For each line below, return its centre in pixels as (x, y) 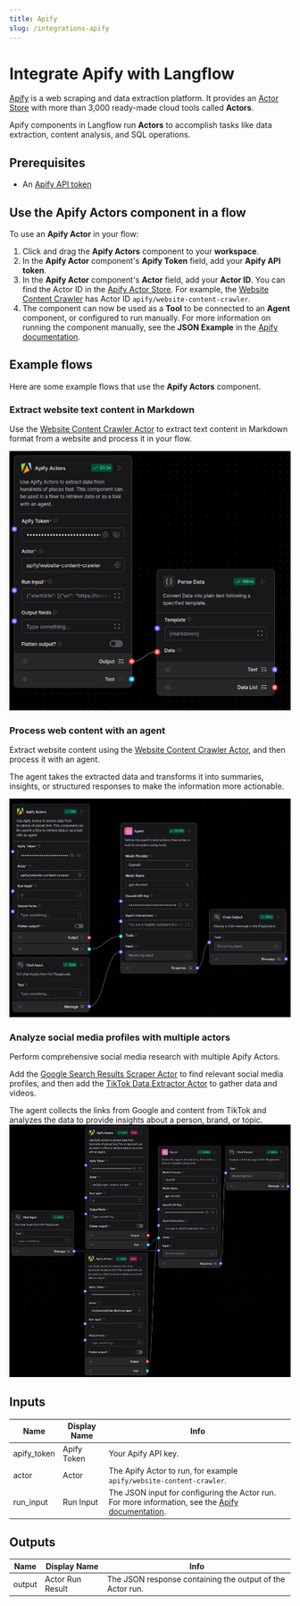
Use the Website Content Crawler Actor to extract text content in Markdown (149, 429)
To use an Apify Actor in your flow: (74, 234)
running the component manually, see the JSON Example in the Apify (150, 327)
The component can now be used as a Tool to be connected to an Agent (156, 309)
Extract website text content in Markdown (102, 410)
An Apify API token (57, 184)
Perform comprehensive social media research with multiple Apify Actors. (145, 1057)
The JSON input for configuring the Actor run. (192, 1492)
